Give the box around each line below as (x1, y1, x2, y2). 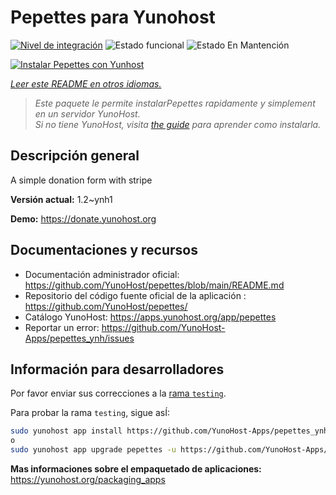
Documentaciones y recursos (10, 242, 198, 259)
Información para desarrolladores (10, 361, 225, 378)
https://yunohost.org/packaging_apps (10, 474, 166, 485)
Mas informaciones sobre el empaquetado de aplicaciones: (10, 463, 262, 475)
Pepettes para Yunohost (10, 6, 216, 29)
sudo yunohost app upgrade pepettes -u (10, 445, 177, 455)
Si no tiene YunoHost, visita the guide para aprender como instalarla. (34, 118, 322, 130)
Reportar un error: (24, 321, 100, 333)
